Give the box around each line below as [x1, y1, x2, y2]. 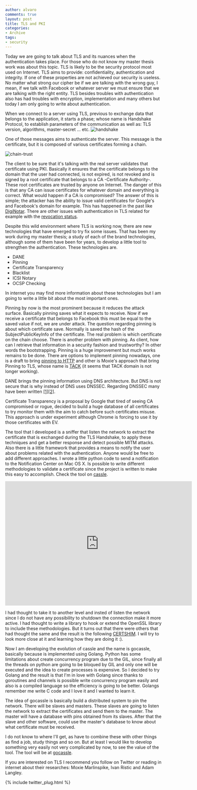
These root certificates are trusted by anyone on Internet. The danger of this [5, 182, 162, 188]
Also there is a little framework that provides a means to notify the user [5, 445, 151, 451]
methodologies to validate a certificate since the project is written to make [5, 466, 157, 472]
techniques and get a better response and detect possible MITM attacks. [5, 439, 154, 445]
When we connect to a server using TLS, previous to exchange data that [5, 110, 153, 116]
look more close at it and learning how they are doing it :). [5, 636, 123, 642]
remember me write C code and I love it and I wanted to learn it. [5, 688, 136, 694]
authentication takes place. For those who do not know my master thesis [5, 58, 154, 65]
